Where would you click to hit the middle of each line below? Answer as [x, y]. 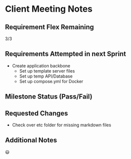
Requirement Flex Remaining [49, 27]
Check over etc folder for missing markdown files [62, 125]
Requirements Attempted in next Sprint [65, 54]
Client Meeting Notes [49, 9]
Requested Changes [37, 113]
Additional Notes [31, 140]
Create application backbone [41, 66]
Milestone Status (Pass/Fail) [49, 97]
